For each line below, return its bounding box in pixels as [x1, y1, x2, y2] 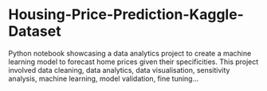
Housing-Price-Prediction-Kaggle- [8, 6, 245, 24]
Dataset [8, 22, 61, 40]
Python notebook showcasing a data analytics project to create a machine [8, 48, 252, 58]
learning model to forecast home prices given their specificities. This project [8, 57, 259, 66]
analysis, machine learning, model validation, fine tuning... [8, 74, 199, 83]
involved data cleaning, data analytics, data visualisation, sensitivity [8, 65, 230, 74]
